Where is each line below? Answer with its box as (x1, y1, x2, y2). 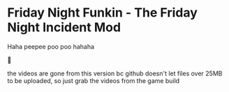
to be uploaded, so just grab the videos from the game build (7, 76, 180, 84)
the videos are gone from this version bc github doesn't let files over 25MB (7, 69, 223, 77)
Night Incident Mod (7, 19, 121, 35)
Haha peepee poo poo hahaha (7, 42, 95, 50)
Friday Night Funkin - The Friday (7, 5, 198, 21)
